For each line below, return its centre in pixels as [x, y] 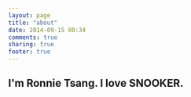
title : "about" [33, 23]
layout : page [29, 15]
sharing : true [31, 45]
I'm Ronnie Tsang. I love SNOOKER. [96, 83]
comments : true [33, 37]
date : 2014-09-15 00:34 [47, 30]
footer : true [29, 52]
